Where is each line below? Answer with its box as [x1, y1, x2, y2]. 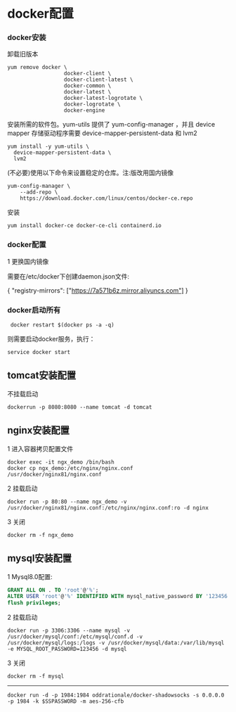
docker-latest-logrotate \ [63, 95, 143, 102]
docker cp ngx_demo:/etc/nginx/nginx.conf [7, 464, 133, 471]
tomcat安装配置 [7, 369, 76, 381]
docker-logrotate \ [63, 101, 121, 108]
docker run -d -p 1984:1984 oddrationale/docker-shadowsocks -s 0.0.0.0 [7, 692, 225, 699]
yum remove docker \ [7, 64, 68, 71]
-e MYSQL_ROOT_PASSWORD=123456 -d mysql [7, 646, 128, 653]
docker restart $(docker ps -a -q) [10, 322, 114, 329]
